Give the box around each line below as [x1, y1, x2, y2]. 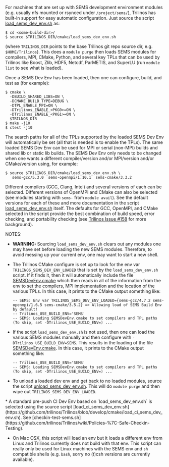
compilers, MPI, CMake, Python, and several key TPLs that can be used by [5, 54, 160, 60]
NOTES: [5, 231, 22, 237]
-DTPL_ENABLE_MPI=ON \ [10, 103, 58, 108]
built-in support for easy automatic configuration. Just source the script [5, 15, 154, 21]
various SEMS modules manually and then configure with [12, 334, 132, 340]
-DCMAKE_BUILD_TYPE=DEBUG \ [10, 98, 69, 103]
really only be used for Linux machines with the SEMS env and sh [12, 446, 148, 451]
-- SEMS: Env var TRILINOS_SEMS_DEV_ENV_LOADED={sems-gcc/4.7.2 [12, 298, 151, 303]
